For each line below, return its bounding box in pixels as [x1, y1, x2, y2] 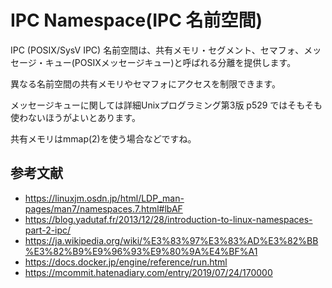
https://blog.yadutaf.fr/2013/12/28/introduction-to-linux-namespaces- [24, 213, 313, 225]
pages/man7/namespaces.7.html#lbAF [24, 202, 183, 215]
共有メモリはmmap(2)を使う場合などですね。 [10, 132, 197, 145]
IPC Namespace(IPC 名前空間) [10, 9, 263, 32]
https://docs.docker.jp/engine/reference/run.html [24, 256, 228, 268]
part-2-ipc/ [24, 224, 72, 236]
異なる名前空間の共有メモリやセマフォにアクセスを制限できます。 [10, 77, 281, 90]
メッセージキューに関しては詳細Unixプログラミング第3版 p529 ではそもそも [10, 99, 323, 111]
